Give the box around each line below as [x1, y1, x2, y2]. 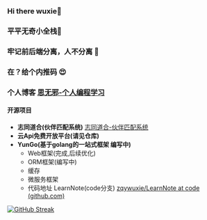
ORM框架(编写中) [27, 157, 78, 166]
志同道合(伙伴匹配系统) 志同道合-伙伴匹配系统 [17, 123, 149, 131]
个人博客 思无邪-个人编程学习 [7, 87, 106, 97]
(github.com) [27, 191, 65, 200]
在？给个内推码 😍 [7, 67, 67, 77]
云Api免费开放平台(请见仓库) [17, 132, 99, 140]
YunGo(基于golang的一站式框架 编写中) [17, 140, 131, 148]
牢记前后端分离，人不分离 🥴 [7, 47, 99, 56]
